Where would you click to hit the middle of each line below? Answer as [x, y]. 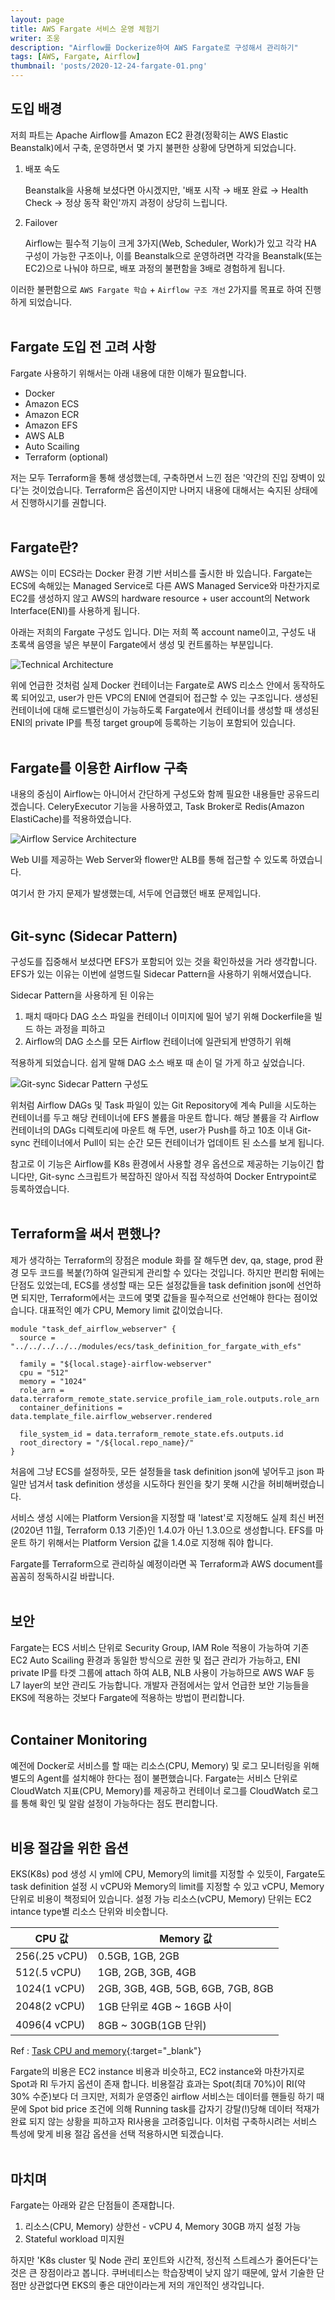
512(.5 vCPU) [48, 1973]
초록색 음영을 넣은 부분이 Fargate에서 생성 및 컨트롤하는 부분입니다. [142, 645]
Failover [41, 222]
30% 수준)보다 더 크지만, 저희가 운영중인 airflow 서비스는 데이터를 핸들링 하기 [162, 2097]
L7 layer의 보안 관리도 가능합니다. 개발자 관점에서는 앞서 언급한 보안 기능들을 [160, 1685]
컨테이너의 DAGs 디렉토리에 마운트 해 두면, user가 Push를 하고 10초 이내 [152, 1130]
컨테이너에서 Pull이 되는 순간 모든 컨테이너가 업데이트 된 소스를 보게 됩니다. [178, 1143]
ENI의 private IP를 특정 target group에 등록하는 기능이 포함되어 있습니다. [153, 723]
